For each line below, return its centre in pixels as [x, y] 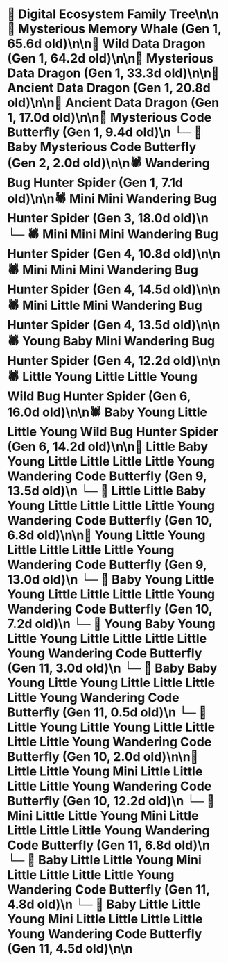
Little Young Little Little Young [110, 377]
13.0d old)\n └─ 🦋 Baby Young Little [111, 580]
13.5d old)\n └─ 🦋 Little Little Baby [107, 491]
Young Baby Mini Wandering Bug [119, 341]
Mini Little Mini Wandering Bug [112, 306]
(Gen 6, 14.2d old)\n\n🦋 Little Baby [108, 447]
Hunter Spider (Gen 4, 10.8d [89, 254]
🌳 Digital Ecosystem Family [87, 14]
